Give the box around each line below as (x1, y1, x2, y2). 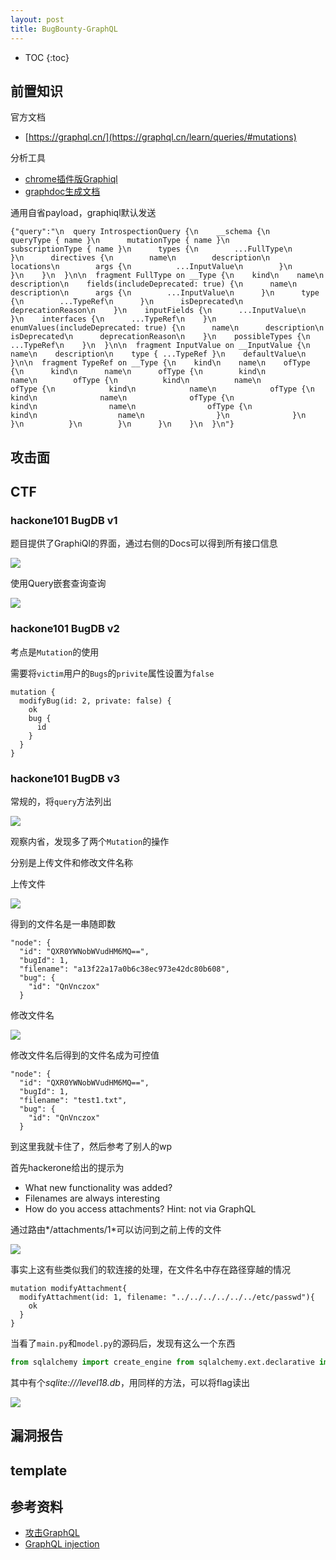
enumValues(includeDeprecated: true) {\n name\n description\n (10, 323, 325, 333)
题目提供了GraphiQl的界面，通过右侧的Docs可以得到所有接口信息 (10, 537, 278, 550)
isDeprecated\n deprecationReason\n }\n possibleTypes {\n (10, 332, 311, 342)
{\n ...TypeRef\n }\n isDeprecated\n (10, 297, 244, 307)
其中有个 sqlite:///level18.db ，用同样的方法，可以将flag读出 (10, 1376, 250, 1388)
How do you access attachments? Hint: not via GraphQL (24, 1202, 257, 1215)
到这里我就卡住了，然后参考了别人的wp (10, 1140, 173, 1152)
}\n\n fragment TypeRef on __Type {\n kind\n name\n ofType (10, 358, 311, 368)
